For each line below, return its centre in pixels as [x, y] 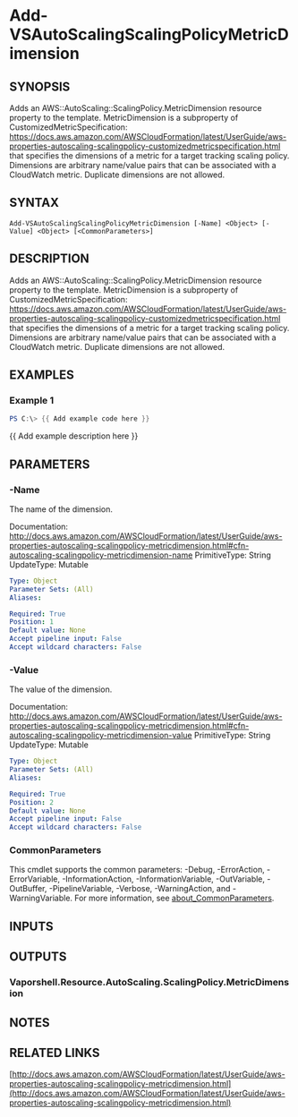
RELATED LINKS [55, 1053]
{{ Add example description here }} [74, 436]
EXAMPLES [42, 375]
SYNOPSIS [40, 86]
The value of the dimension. [61, 689]
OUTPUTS [38, 957]
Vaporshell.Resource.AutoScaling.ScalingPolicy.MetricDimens [149, 983]
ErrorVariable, [35, 879]
